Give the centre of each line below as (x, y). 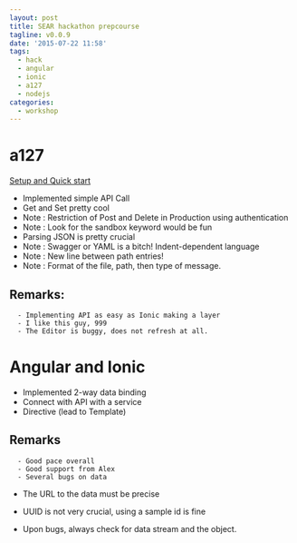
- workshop (38, 111)
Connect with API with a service (82, 401)
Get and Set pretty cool (66, 208)
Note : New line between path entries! (93, 256)
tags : (19, 52)
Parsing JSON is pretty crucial (79, 237)
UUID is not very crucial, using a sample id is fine (114, 511)
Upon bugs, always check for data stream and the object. (129, 528)
